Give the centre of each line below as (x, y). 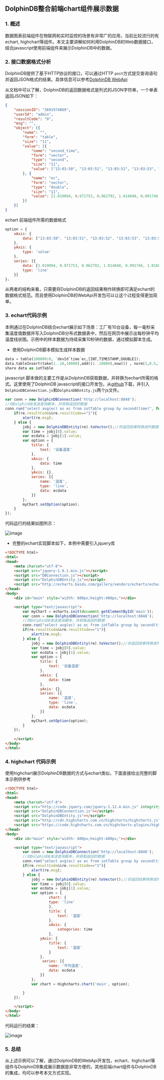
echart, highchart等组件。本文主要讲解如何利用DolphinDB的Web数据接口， (80, 42)
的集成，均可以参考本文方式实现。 (39, 1073)
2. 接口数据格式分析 (28, 62)
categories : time (75, 930)
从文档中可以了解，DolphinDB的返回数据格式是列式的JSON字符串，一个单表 (81, 90)
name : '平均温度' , (66, 966)
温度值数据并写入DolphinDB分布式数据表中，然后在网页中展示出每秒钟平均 (84, 333)
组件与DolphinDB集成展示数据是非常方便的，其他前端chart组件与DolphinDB (81, 1067)
